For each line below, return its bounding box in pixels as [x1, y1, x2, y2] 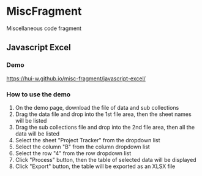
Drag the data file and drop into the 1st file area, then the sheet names [15, 110, 192, 118]
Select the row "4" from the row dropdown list [15, 149, 132, 157]
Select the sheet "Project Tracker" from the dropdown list [15, 136, 160, 143]
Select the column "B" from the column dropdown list [15, 143, 150, 150]
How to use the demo [6, 90, 71, 99]
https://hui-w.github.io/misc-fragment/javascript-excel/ [6, 75, 146, 82]
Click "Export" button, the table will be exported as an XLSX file [15, 163, 176, 170]
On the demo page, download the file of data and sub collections [15, 104, 179, 111]
